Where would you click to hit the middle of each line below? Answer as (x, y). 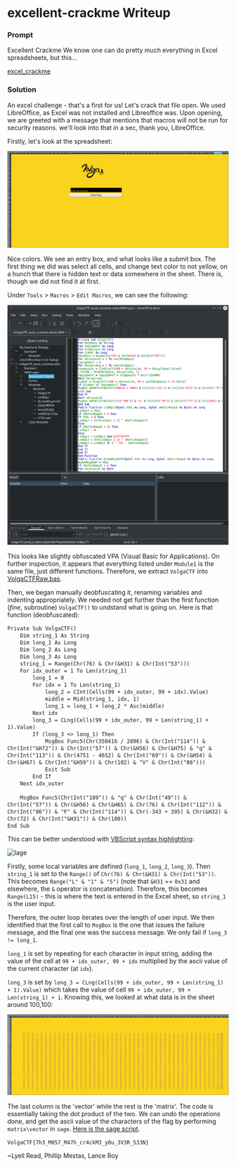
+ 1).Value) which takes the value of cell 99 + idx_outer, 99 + (99, 990)
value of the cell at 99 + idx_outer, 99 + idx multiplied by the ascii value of (118, 961)
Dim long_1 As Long (48, 643)
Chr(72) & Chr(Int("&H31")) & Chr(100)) (67, 819)
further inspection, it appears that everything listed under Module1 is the (111, 564)
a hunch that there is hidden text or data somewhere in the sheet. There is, (115, 273)
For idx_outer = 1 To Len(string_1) (74, 671)
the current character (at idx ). (50, 969)
